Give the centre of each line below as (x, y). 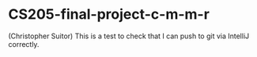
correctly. (24, 44)
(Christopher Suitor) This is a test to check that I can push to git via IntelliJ (129, 36)
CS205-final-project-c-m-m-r (109, 14)
